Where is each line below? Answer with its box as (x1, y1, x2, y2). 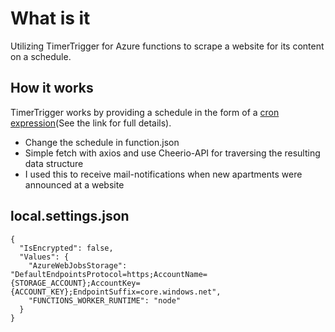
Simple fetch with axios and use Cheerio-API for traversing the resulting (24, 147, 321, 159)
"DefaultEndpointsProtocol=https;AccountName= (10, 269, 208, 279)
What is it (10, 7, 91, 30)
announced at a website (24, 178, 125, 191)
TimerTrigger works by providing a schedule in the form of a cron (10, 106, 280, 118)
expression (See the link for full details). (10, 117, 172, 129)
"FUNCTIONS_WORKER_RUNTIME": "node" (28, 295, 182, 306)
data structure (24, 157, 84, 169)
